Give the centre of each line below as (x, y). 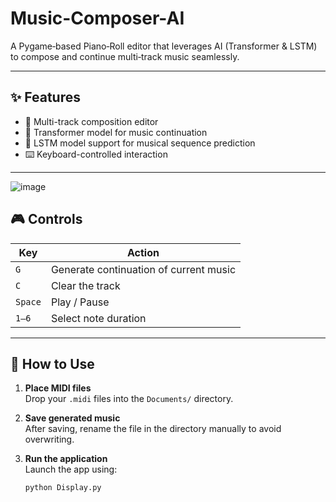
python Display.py (63, 488)
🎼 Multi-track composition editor (91, 121)
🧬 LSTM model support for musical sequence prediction (140, 143)
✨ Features (45, 97)
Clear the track (85, 285)
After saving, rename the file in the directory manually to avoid (153, 429)
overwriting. (49, 439)
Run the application (66, 459)
